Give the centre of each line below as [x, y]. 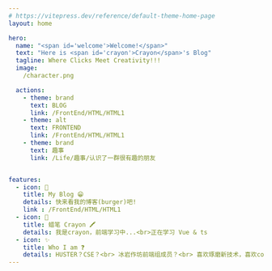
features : [25, 180]
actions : [30, 90]
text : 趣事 [47, 150]
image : [27, 68]
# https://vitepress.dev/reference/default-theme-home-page [112, 16]
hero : [17, 38]
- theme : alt [45, 121]
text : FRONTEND [55, 128]
